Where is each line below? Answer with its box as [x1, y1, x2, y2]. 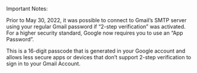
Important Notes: [6, 5, 48, 12]
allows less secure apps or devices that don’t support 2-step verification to [6, 54, 192, 60]
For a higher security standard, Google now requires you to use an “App [6, 29, 184, 36]
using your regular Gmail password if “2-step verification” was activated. [6, 23, 186, 30]
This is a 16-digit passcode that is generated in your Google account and [6, 47, 186, 54]
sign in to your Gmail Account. [6, 60, 81, 67]
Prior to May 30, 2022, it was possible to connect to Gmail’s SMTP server [6, 17, 187, 23]
